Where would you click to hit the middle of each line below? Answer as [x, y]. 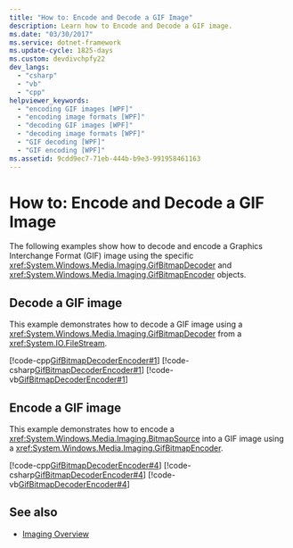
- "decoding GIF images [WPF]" [75, 126]
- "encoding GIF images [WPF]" [75, 109]
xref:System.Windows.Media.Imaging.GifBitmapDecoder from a [126, 334]
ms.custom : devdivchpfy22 [57, 59]
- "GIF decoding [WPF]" [61, 142]
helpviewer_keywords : [49, 100]
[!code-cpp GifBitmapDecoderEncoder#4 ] [85, 466]
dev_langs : [29, 68]
